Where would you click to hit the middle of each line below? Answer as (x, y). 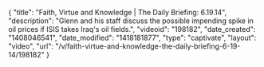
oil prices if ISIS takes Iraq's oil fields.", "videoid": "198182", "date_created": (132, 29)
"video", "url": (31, 46)
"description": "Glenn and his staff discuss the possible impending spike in (131, 21)
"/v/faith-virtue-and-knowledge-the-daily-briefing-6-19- (148, 46)
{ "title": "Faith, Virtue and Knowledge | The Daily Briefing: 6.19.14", (118, 12)
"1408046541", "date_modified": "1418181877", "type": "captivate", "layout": (132, 37)
